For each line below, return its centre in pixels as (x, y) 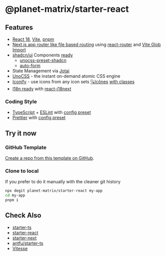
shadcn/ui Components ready (42, 55)
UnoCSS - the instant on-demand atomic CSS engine (66, 76)
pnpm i (12, 200)
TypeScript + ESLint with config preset (52, 112)
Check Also (23, 216)
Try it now (21, 133)
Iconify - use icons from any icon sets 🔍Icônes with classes (73, 82)
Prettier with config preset (39, 118)
